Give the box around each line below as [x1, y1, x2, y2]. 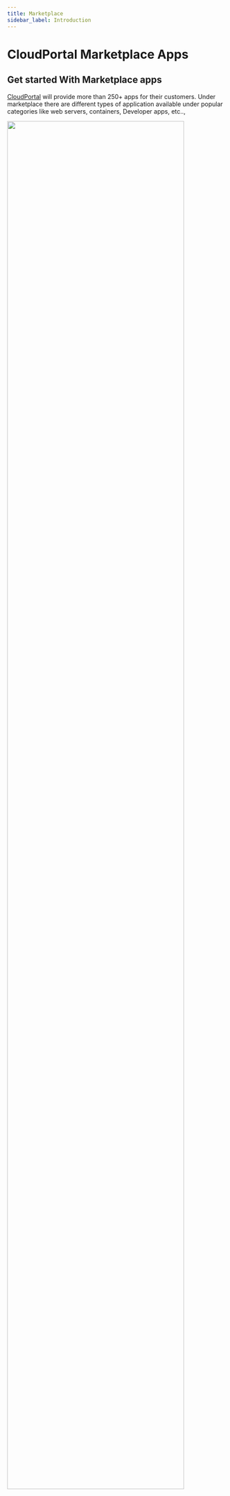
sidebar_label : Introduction [7, 17, 91, 24]
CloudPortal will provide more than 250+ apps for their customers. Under [7, 92, 216, 100]
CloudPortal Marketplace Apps [7, 46, 189, 62]
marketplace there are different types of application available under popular [7, 100, 223, 108]
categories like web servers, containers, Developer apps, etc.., [7, 107, 186, 115]
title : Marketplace [7, 10, 64, 17]
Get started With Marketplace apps [7, 74, 163, 86]
